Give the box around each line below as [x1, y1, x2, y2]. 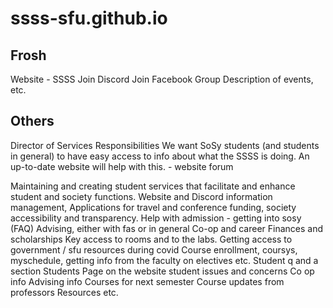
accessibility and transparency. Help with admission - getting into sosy [10, 212, 302, 224]
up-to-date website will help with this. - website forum [10, 160, 234, 172]
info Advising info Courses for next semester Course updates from [10, 275, 285, 287]
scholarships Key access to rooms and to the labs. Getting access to [10, 233, 293, 245]
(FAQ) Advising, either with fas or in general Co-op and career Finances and [10, 222, 324, 234]
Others [10, 113, 55, 130]
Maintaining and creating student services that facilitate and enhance [10, 180, 296, 192]
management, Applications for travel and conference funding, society [10, 201, 297, 213]
